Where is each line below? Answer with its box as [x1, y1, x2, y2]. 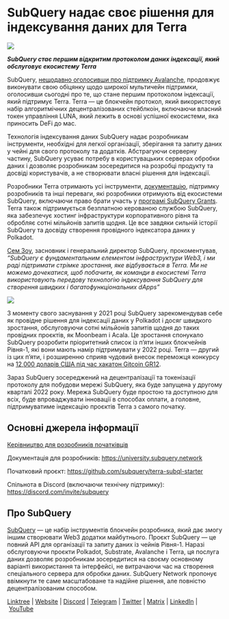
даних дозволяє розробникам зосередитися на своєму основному [7, 555, 204, 563]
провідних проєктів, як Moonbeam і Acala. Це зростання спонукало [7, 330, 204, 339]
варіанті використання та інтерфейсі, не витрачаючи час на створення [7, 562, 214, 570]
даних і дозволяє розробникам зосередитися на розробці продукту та [7, 161, 214, 169]
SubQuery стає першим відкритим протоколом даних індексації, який [7, 55, 220, 63]
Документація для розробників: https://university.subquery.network [7, 454, 203, 462]
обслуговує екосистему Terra [7, 62, 97, 70]
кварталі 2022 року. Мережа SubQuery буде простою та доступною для [7, 387, 218, 396]
